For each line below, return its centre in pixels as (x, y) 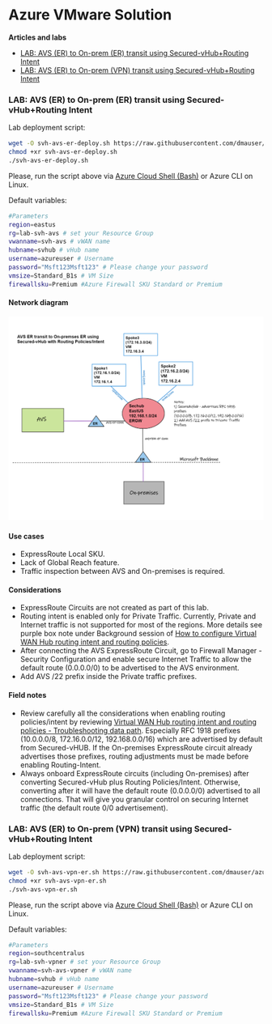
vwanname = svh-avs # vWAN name (59, 242)
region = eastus (32, 224)
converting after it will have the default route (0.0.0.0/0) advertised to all (140, 790)
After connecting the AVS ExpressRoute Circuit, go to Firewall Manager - (141, 651)
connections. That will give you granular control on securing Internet (134, 799)
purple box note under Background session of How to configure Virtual (138, 634)
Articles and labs (38, 37)
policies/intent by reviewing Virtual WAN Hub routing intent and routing (138, 721)
